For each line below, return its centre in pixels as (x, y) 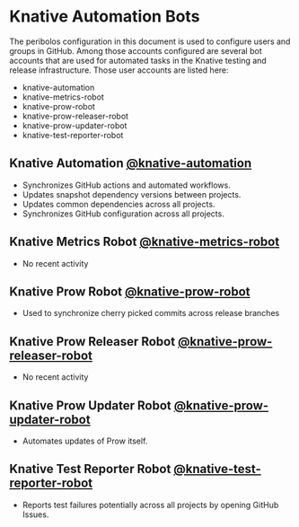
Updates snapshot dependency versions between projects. (132, 194)
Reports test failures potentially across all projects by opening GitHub (150, 505)
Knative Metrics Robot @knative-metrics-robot (145, 242)
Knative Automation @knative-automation (131, 163)
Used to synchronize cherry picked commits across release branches (151, 313)
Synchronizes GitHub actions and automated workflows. (126, 185)
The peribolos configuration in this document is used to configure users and (150, 41)
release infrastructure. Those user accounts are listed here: (119, 70)
